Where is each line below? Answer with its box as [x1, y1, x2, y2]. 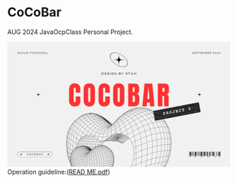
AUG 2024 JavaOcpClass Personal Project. [7, 28, 133, 36]
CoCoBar [7, 4, 62, 20]
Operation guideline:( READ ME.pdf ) [7, 167, 111, 176]
